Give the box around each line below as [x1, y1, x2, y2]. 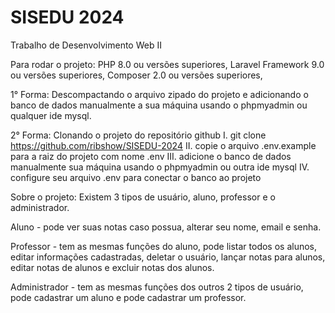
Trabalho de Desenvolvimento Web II [10, 39, 162, 51]
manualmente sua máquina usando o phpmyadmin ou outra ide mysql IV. [10, 161, 310, 173]
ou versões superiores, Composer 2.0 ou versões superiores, [10, 69, 263, 81]
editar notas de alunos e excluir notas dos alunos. [10, 261, 215, 273]
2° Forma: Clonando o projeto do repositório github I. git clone [10, 129, 267, 141]
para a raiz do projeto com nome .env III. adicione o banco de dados [10, 150, 292, 162]
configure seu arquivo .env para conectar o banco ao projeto [10, 171, 262, 183]
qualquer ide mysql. [10, 109, 92, 121]
